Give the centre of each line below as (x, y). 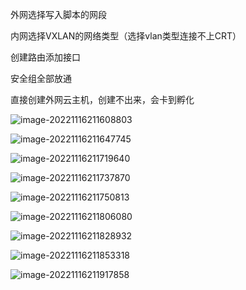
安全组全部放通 (41, 78)
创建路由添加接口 (45, 57)
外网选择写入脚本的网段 (58, 14)
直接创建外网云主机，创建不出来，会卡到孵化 (102, 99)
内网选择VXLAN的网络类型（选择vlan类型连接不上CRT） (126, 36)
